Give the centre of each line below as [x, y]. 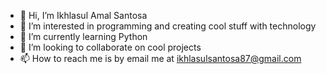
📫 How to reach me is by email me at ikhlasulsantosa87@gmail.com [160, 58]
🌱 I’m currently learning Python [83, 36]
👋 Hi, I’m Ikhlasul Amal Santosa [83, 15]
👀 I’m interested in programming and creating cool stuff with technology [168, 26]
